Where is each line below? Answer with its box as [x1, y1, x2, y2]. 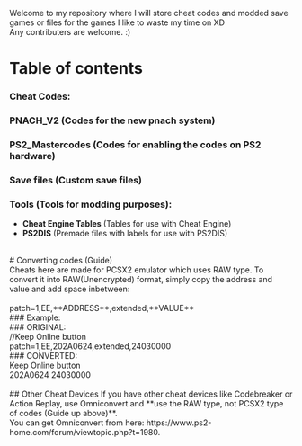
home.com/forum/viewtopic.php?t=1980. [9, 427, 161, 438]
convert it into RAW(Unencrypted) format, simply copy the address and [9, 274, 272, 285]
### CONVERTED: [9, 351, 78, 361]
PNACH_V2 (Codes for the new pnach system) [9, 114, 216, 127]
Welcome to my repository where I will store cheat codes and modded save [9, 8, 289, 18]
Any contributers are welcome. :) [9, 27, 131, 37]
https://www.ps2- [146, 417, 212, 428]
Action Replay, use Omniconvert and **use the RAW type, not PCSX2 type [9, 398, 284, 409]
